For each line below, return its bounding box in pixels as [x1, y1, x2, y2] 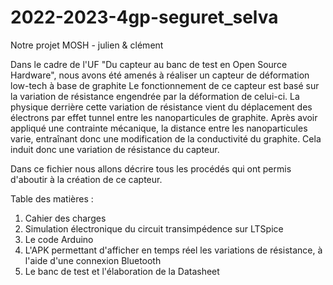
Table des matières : [10, 192, 94, 205]
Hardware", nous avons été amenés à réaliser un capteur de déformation [10, 69, 310, 81]
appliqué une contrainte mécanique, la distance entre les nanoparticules [10, 122, 308, 134]
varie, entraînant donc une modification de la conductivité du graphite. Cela [10, 132, 322, 145]
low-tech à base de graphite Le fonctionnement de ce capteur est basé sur [10, 79, 320, 91]
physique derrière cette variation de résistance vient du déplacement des [10, 101, 313, 113]
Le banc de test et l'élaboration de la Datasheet [24, 265, 220, 277]
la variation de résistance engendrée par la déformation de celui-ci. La [10, 90, 300, 102]
